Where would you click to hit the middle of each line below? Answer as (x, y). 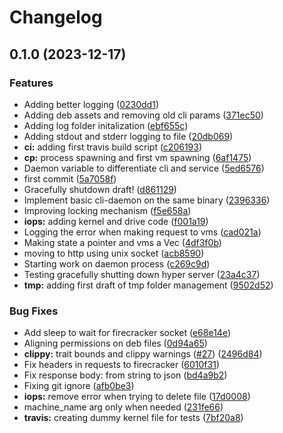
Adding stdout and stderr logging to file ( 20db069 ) (128, 136)
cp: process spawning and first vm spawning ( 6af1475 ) (137, 157)
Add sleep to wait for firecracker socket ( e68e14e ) (127, 333)
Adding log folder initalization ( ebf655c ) (106, 125)
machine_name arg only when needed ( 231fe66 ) (123, 407)
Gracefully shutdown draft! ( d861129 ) (100, 189)
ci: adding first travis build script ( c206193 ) (113, 147)
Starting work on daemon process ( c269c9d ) (117, 263)
